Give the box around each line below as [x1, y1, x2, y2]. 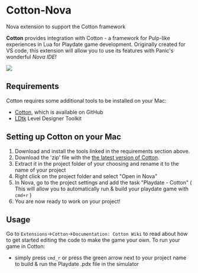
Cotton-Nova [6, 4, 72, 17]
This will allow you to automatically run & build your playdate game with [14, 185, 189, 192]
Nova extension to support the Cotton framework [6, 23, 126, 30]
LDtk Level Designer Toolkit [14, 114, 82, 121]
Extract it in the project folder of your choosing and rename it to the [14, 160, 179, 167]
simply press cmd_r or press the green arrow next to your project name [14, 254, 187, 261]
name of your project [14, 166, 66, 173]
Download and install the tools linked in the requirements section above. [14, 147, 190, 154]
